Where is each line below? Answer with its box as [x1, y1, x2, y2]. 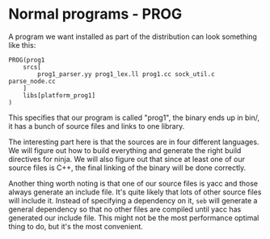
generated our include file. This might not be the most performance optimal [8, 212, 259, 223]
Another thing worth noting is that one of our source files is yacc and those [8, 178, 259, 188]
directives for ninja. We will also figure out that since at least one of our [8, 154, 245, 164]
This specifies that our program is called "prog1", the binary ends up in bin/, [8, 113, 260, 122]
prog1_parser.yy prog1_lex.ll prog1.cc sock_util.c [37, 70, 216, 78]
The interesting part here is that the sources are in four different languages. [8, 137, 259, 147]
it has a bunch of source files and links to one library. [8, 121, 185, 130]
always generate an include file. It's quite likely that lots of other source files [8, 187, 262, 197]
